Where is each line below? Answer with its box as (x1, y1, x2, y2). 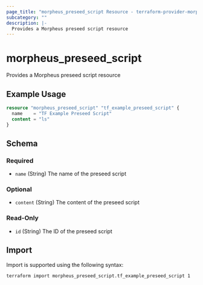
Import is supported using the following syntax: (6, 261, 124, 268)
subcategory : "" (6, 14, 47, 20)
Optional (6, 185, 32, 193)
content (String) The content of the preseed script (14, 199, 140, 206)
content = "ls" (11, 116, 50, 122)
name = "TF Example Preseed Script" (11, 110, 112, 116)
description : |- (6, 20, 47, 26)
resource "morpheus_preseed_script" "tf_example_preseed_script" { (6, 105, 180, 111)
